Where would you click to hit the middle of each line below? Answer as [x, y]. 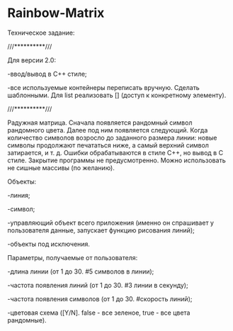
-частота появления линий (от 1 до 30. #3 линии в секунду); [98, 285]
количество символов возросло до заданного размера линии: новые [112, 138]
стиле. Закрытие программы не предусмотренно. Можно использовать [116, 160]
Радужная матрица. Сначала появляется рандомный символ [100, 123]
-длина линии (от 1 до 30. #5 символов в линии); [81, 271]
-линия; [19, 195]
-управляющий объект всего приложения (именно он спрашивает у [111, 223]
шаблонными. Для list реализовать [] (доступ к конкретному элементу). [117, 95]
